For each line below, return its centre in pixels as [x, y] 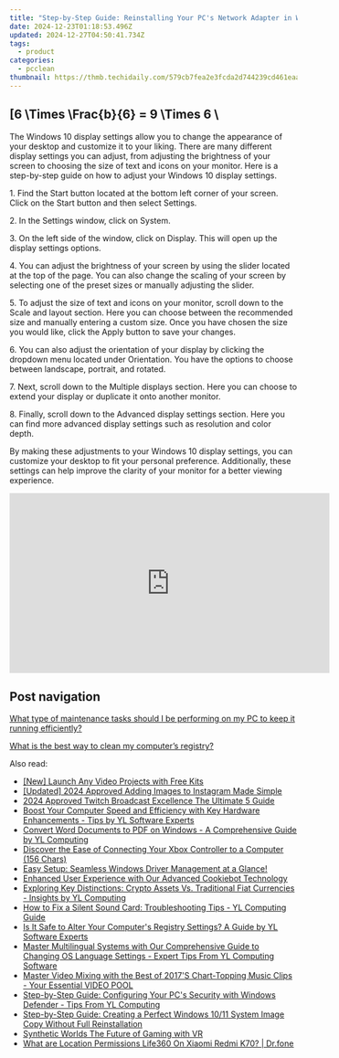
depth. [22, 433]
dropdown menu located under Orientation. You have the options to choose [152, 359]
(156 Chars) [44, 859]
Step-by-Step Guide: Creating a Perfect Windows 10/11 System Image [154, 1014]
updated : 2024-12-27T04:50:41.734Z [77, 35]
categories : [32, 60]
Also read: [29, 764]
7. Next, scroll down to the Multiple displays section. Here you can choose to [154, 386]
